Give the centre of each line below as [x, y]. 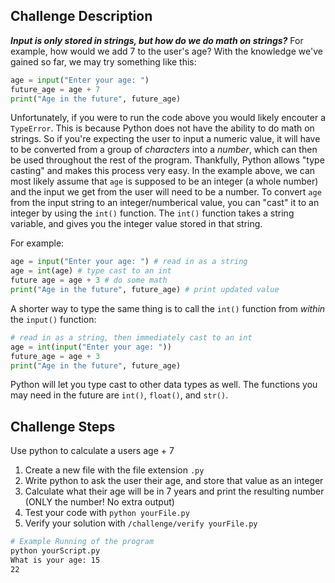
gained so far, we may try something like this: [103, 61]
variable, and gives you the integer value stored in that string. [136, 224]
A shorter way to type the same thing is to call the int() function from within [168, 308]
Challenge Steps [63, 426]
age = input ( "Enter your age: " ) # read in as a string [129, 262]
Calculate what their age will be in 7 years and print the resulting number [174, 491]
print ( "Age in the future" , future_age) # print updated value [145, 290]
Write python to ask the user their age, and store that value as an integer [174, 481]
